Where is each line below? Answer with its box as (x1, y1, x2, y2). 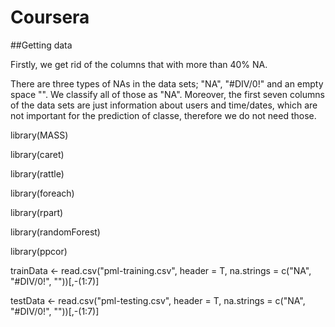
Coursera (10, 6, 90, 29)
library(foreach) (10, 187, 75, 199)
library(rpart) (10, 206, 64, 218)
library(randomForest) (10, 226, 101, 238)
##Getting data (10, 39, 73, 51)
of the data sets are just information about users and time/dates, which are (10, 99, 318, 111)
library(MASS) (10, 129, 69, 141)
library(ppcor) (10, 245, 68, 257)
